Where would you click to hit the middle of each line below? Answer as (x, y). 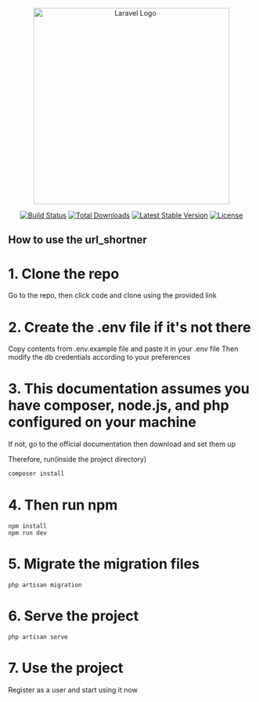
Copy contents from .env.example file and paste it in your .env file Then (123, 349)
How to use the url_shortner (77, 240)
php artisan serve (38, 637)
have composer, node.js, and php (119, 406)
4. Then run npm (63, 505)
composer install (36, 474)
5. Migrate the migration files (104, 564)
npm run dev (27, 533)
